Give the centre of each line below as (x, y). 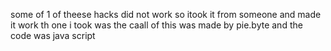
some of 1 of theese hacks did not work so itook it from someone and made (166, 14)
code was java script (53, 35)
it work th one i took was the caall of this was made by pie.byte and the (156, 25)
